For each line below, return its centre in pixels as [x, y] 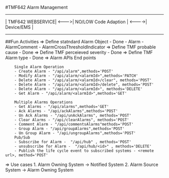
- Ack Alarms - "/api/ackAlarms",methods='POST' [66, 111]
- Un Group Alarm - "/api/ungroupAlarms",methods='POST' [75, 133]
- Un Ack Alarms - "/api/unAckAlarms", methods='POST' [73, 115]
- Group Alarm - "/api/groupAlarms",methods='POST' [69, 129]
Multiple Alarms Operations [44, 102]
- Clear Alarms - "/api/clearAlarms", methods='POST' [72, 120]
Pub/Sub [22, 138]
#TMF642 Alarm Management [36, 7]
